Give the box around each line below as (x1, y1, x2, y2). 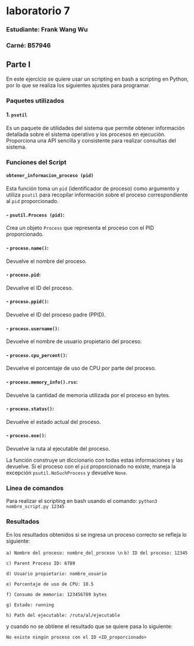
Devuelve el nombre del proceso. (6, 257, 87, 265)
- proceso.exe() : (6, 432, 46, 439)
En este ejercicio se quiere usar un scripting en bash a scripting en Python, (6, 75, 189, 83)
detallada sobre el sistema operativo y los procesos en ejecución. (6, 131, 166, 138)
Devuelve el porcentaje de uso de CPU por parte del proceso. (6, 365, 157, 372)
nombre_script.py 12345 (6, 503, 65, 510)
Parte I (6, 59, 31, 69)
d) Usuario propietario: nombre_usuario (6, 571, 108, 577)
